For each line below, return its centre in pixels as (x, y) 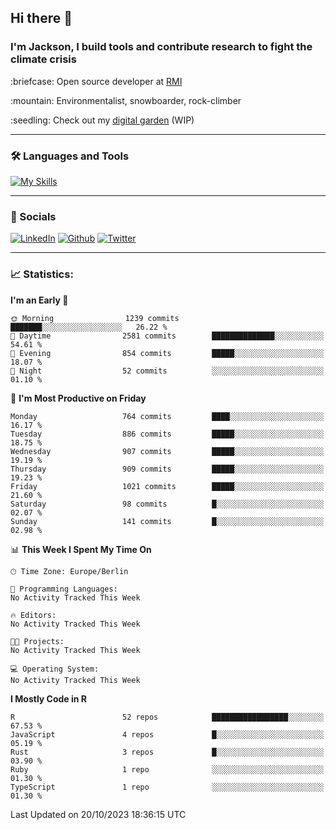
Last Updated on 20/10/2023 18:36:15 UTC (98, 814)
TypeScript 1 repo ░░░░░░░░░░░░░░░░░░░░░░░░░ (167, 787)
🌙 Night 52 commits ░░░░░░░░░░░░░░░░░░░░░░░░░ (167, 371)
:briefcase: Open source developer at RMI (96, 81)
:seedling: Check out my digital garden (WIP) (102, 120)
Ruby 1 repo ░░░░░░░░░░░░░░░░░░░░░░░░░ (167, 769)
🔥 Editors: (33, 615)
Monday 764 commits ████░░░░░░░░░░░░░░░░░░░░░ (167, 416)
